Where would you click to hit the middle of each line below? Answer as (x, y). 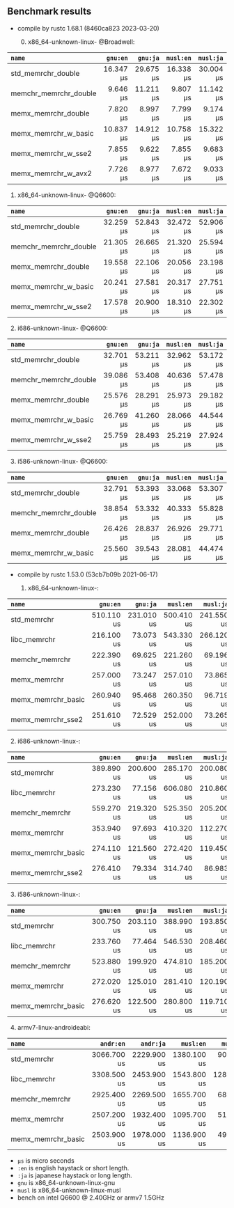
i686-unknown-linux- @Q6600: (62, 328)
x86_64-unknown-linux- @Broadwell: (81, 42)
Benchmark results (49, 11)
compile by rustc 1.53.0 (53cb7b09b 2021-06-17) (87, 574)
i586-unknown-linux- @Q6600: (62, 461)
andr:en (112, 1043)
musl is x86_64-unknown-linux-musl (69, 1190)
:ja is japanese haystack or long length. (75, 1175)
